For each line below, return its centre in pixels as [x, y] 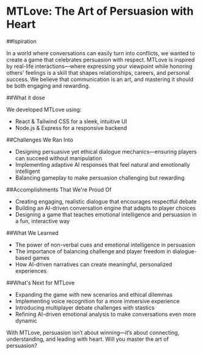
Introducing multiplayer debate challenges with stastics [85, 307]
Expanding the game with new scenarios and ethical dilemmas [94, 294]
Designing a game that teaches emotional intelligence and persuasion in [106, 214]
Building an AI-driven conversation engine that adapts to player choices [105, 208]
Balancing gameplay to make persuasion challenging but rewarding [100, 177]
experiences [31, 270]
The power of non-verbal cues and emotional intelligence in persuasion [105, 245]
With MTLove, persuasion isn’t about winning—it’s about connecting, [93, 332]
